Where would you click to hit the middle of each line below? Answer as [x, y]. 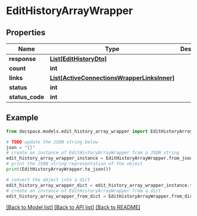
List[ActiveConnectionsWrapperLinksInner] [112, 78]
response [23, 59]
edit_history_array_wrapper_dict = [50, 185]
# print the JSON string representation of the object [74, 164]
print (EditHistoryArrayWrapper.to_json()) [59, 169]
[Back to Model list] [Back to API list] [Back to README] [73, 207]
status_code [27, 97]
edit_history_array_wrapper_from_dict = [56, 196]
